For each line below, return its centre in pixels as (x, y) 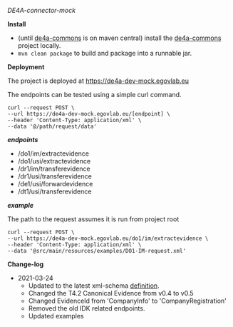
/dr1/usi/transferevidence (55, 176)
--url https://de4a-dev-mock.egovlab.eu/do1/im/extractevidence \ (108, 238)
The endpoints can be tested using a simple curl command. (94, 95)
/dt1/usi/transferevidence (55, 191)
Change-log (26, 264)
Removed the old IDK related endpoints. (87, 308)
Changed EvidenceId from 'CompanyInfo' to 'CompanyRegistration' (127, 301)
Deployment (26, 67)
